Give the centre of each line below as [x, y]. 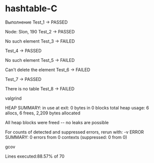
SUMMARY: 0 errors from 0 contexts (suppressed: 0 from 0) [66, 137]
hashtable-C [31, 9]
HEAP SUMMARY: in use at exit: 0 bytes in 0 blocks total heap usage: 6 [77, 108]
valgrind [14, 98]
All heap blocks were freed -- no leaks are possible [57, 122]
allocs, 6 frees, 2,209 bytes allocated [43, 113]
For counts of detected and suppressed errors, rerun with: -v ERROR [75, 132]
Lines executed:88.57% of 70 [35, 156]
